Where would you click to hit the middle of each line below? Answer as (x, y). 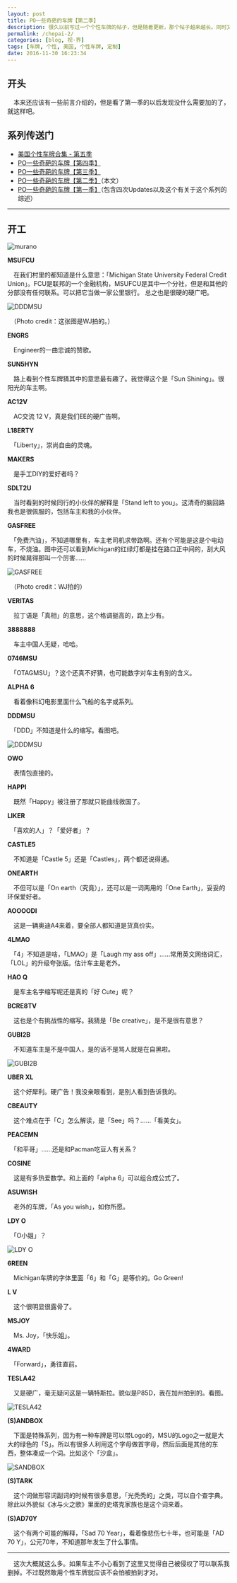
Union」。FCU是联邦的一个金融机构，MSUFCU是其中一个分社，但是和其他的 (117, 284)
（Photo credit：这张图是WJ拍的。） (63, 321)
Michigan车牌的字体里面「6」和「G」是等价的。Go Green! (98, 1278)
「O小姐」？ (30, 1236)
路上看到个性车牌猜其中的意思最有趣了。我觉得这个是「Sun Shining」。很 (119, 379)
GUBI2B (19, 1035)
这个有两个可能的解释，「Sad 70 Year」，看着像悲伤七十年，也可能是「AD (119, 1533)
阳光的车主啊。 (29, 388)
